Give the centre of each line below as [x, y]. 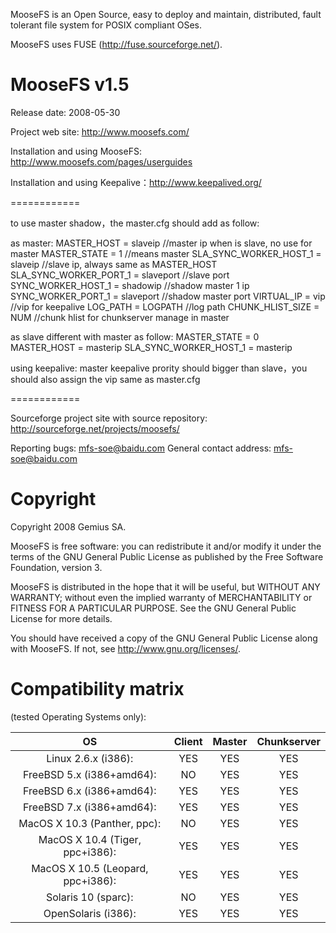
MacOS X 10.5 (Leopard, [90, 868]
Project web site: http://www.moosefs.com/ [100, 131]
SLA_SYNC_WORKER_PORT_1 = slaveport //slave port [120, 275]
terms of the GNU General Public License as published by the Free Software [167, 556]
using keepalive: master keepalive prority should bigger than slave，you [159, 368]
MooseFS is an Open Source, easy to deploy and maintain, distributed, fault [166, 14]
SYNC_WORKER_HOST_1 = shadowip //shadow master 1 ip [130, 285]
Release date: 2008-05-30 [65, 112]
